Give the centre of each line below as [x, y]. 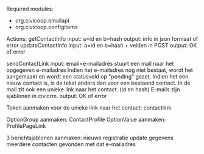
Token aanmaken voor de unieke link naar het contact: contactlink [89, 108]
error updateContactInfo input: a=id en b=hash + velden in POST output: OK [102, 45]
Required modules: [30, 9]
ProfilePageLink [26, 126]
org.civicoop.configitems [46, 27]
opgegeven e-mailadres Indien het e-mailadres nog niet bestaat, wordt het [100, 70]
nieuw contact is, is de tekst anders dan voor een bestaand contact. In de [98, 83]
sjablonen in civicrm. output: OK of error [57, 96]
